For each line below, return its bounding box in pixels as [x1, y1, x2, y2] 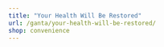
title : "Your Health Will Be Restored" [8, 11, 142, 20]
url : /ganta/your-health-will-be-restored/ [8, 19, 157, 27]
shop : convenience [8, 26, 70, 34]
